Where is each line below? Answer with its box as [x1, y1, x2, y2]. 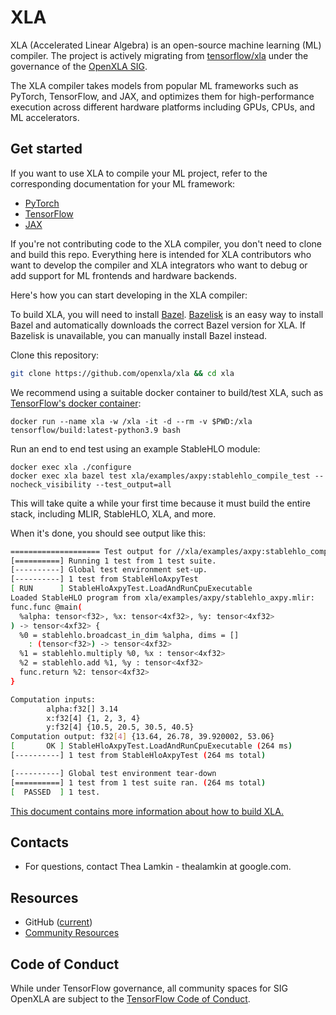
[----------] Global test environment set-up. [10, 565, 208, 575]
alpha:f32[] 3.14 [46, 704, 118, 714]
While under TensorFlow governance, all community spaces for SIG [10, 982, 288, 994]
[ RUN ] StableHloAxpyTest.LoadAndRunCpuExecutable [10, 584, 253, 594]
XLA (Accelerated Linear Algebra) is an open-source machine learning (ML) [10, 39, 322, 51]
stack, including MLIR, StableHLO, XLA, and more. [10, 507, 217, 520]
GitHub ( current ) [24, 916, 93, 928]
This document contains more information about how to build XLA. [10, 805, 284, 817]
